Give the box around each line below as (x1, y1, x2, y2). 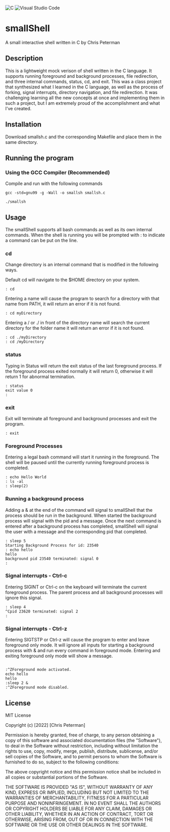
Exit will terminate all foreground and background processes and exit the (5, 415, 157, 421)
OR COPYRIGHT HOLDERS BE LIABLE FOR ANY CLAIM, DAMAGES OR (5, 806, 152, 812)
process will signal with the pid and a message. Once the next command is (5, 517, 161, 523)
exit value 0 (5, 388, 33, 393)
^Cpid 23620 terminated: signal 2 (5, 609, 79, 614)
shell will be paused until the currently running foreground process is (5, 459, 149, 466)
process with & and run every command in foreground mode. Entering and (5, 648, 161, 654)
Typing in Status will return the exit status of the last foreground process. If (5, 362, 162, 368)
